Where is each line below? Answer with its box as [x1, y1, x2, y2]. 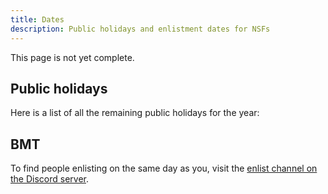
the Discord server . [10, 173, 90, 185]
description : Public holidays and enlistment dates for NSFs [10, 24, 271, 34]
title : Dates [10, 14, 65, 25]
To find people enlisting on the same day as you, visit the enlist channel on [10, 162, 318, 175]
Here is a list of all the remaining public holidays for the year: [10, 107, 260, 119]
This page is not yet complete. [10, 51, 135, 63]
